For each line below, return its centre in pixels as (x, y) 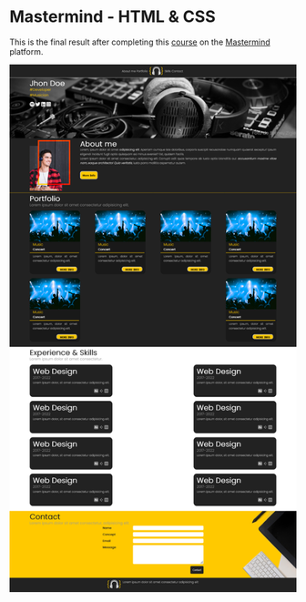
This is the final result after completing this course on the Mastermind (140, 42)
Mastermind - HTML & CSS (112, 17)
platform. (26, 51)
